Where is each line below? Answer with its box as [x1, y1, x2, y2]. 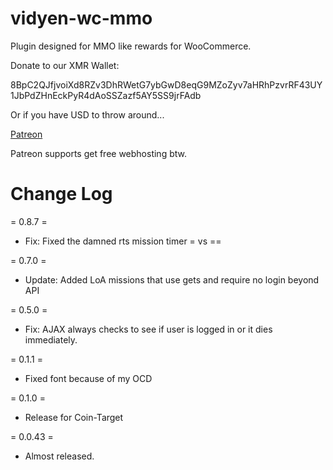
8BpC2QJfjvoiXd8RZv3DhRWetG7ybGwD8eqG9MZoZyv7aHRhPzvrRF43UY [10, 78, 323, 91]
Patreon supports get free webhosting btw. [10, 147, 187, 159]
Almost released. [24, 450, 95, 462]
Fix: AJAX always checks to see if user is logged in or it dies [24, 323, 273, 335]
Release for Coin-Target [24, 411, 124, 423]
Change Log [10, 183, 113, 206]
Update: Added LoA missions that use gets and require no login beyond [24, 273, 320, 286]
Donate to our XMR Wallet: [10, 59, 120, 71]
